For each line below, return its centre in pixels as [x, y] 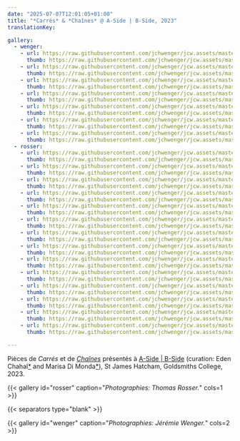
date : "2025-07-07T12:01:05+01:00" [60, 14]
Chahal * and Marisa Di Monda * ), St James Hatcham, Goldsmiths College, [115, 366]
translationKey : [31, 27]
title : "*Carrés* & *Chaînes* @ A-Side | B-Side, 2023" [92, 21]
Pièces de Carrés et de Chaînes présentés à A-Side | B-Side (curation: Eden [119, 358]
